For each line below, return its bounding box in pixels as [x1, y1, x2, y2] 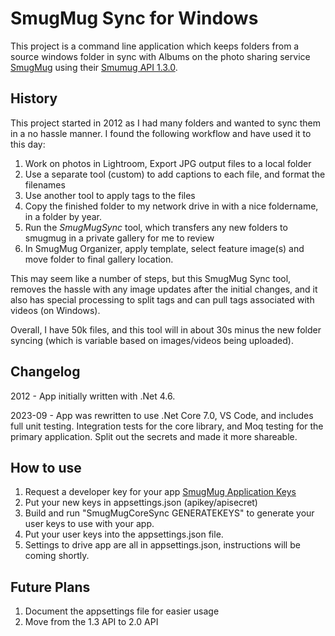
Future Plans [10, 578, 91, 596]
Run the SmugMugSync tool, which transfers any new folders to [24, 221, 288, 233]
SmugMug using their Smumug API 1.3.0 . [10, 61, 178, 73]
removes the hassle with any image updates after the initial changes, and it [10, 283, 318, 295]
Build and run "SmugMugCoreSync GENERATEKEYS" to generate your [24, 507, 315, 519]
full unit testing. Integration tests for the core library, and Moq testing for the [10, 420, 324, 432]
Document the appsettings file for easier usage [24, 605, 220, 617]
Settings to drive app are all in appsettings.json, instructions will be [24, 539, 301, 551]
